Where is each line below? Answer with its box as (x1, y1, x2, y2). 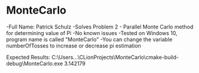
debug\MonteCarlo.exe (6, 60, 63, 67)
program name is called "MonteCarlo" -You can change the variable (6, 36, 173, 43)
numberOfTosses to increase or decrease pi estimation (6, 42, 141, 49)
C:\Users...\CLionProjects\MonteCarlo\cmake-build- (51, 53, 179, 61)
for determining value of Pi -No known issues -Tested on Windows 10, (6, 29, 178, 36)
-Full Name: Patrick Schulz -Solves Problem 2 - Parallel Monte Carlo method (6, 23, 194, 30)
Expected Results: (6, 53, 51, 61)
